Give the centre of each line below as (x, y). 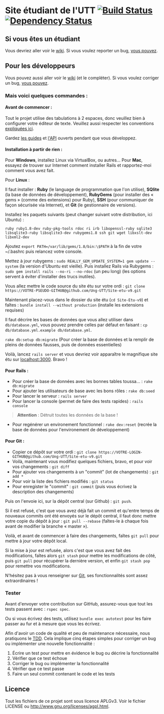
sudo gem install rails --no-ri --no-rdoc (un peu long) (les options (75, 271)
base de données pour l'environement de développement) (71, 430)
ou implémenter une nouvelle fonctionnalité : (50, 644)
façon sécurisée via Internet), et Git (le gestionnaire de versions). (71, 205)
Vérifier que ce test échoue (40, 658)
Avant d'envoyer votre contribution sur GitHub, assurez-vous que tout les (79, 603)
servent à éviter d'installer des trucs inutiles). (51, 277)
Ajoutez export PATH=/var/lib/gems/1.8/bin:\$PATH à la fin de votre (73, 246)
